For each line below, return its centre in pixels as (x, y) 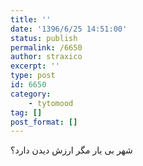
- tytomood (51, 103)
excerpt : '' (35, 66)
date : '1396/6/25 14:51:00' (69, 29)
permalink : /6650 (46, 47)
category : (31, 94)
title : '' (31, 19)
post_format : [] (44, 122)
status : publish (44, 38)
